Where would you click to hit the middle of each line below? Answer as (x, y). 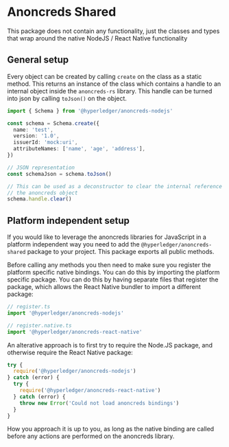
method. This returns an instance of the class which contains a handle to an (114, 84)
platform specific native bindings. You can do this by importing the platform (113, 273)
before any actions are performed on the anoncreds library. (91, 436)
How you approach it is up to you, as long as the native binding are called (111, 429)
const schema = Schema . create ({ (53, 123)
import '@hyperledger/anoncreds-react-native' (75, 332)
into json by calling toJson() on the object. (67, 98)
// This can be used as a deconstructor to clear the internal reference (115, 186)
